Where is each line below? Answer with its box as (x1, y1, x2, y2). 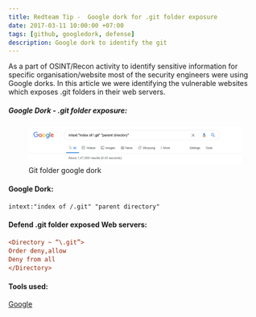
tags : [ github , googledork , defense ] (8, 30, 135, 38)
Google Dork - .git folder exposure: (8, 105, 127, 115)
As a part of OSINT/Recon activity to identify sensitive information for (8, 61, 238, 72)
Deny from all (8, 256, 56, 264)
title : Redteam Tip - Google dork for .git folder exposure (8, 13, 218, 21)
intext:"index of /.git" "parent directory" (8, 203, 160, 211)
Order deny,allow (8, 247, 67, 255)
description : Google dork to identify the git (8, 39, 167, 47)
